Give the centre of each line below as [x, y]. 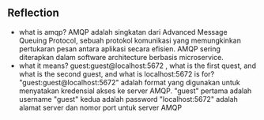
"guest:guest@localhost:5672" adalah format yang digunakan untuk [129, 82]
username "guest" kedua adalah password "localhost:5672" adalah [128, 99]
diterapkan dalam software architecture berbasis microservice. [121, 57]
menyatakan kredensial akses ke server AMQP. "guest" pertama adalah [135, 91]
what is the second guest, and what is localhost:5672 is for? [117, 73]
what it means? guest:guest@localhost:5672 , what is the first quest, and [137, 66]
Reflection [34, 13]
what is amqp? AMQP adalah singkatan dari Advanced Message [123, 32]
